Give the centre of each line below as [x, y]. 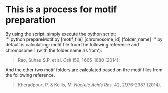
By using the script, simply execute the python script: [61, 34]
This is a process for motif [61, 9]
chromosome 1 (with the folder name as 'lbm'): [54, 50]
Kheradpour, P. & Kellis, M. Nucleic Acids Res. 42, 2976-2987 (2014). [90, 85]
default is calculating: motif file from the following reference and [72, 44]
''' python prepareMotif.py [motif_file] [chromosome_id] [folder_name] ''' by [84, 39]
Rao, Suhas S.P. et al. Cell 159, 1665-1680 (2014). [69, 60]
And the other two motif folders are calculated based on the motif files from [84, 70]
